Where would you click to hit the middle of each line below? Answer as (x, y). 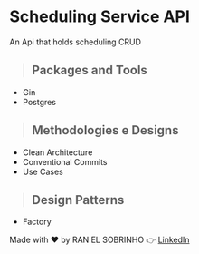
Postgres (39, 102)
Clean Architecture (57, 152)
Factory (37, 222)
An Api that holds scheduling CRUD (76, 42)
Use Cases (43, 171)
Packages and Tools (89, 70)
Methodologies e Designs (105, 130)
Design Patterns (78, 200)
